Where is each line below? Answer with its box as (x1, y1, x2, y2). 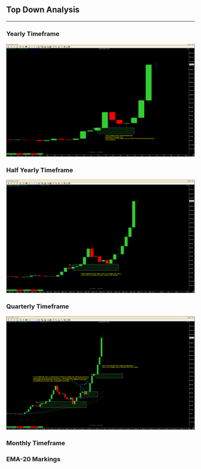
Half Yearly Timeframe (6, 165, 74, 174)
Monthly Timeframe (6, 439, 66, 447)
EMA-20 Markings (6, 455, 61, 463)
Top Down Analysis (6, 5, 80, 15)
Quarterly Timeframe (6, 302, 69, 311)
